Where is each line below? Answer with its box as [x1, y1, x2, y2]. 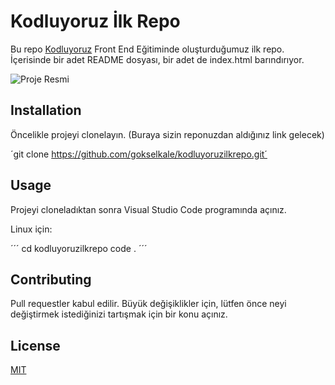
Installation [10, 102, 82, 119]
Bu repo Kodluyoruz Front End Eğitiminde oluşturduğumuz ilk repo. [10, 43, 285, 55]
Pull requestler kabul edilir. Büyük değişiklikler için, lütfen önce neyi [10, 298, 287, 310]
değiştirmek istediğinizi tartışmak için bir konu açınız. [10, 308, 228, 320]
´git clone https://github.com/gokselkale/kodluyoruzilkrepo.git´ [10, 148, 268, 160]
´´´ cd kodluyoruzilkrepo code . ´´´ [10, 242, 148, 254]
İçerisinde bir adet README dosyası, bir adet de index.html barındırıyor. [10, 53, 305, 65]
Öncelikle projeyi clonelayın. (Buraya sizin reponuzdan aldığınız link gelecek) [10, 128, 325, 140]
